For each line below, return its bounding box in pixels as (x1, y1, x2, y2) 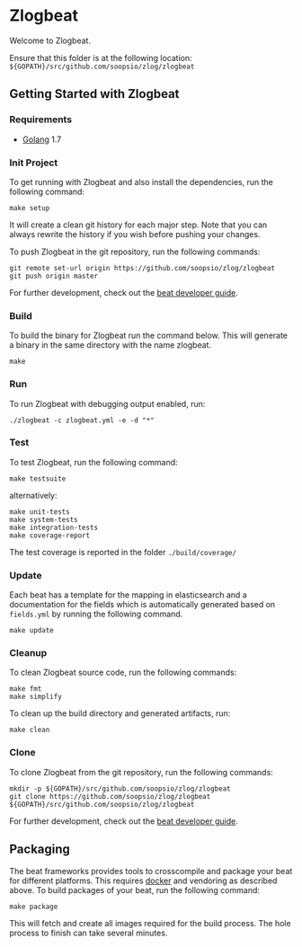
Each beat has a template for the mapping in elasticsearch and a (9, 589, 247, 600)
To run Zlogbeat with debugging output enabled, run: (9, 398, 206, 409)
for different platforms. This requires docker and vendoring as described (9, 875, 278, 886)
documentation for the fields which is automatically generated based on (9, 599, 276, 610)
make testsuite (9, 473, 67, 483)
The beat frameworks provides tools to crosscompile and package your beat (9, 865, 293, 876)
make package (9, 902, 58, 911)
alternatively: (9, 490, 58, 500)
